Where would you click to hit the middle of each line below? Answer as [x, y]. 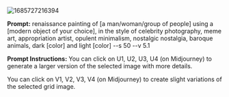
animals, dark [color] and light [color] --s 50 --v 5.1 [79, 45]
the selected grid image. [41, 86]
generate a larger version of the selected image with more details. [100, 66]
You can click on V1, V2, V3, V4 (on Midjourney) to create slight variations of [114, 79]
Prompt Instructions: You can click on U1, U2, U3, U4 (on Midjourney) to [110, 59]
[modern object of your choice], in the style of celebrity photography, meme [114, 31]
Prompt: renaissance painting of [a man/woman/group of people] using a [110, 24]
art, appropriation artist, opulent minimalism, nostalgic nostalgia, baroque [110, 38]
